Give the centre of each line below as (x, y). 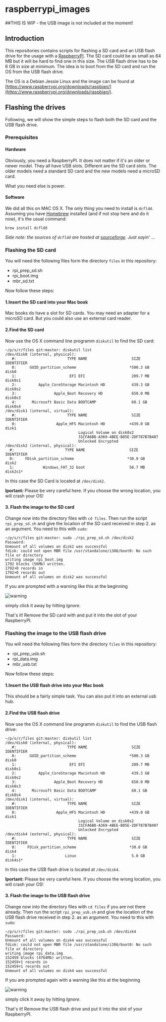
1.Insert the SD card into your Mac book (47, 302)
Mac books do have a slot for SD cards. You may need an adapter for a (78, 313)
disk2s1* (14, 472)
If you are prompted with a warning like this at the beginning (66, 586)
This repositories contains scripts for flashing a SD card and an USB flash (80, 50)
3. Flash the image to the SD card (40, 507)
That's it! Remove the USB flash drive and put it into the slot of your (74, 1009)
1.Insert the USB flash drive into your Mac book (55, 685)
